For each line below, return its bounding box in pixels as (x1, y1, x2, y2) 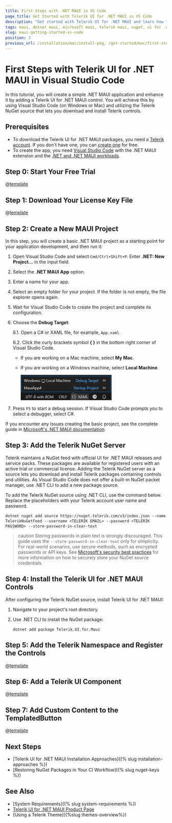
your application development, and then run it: (5, 244, 103, 250)
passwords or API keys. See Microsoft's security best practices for (17, 549, 159, 555)
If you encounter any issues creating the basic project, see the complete (5, 421, 158, 427)
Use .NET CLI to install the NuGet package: (12, 616, 104, 622)
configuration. (12, 309, 42, 316)
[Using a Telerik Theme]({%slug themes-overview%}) (12, 811, 127, 818)
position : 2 (5, 35, 31, 41)
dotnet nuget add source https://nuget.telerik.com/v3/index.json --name (5, 513, 166, 518)
